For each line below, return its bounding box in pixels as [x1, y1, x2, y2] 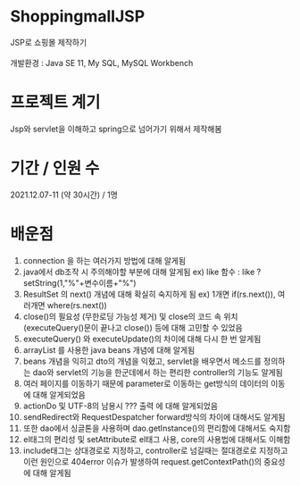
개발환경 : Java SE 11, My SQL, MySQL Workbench [10, 57, 194, 68]
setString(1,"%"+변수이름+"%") [22, 277, 137, 288]
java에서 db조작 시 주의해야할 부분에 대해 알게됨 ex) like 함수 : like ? [22, 266, 262, 277]
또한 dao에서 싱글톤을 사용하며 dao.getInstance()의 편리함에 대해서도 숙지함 [22, 423, 291, 433]
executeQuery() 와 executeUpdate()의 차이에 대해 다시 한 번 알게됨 [22, 333, 262, 344]
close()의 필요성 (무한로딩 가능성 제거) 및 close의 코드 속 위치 [22, 311, 238, 322]
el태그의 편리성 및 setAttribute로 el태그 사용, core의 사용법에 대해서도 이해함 [22, 433, 291, 444]
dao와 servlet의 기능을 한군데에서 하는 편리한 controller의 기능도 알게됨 [32, 366, 284, 377]
